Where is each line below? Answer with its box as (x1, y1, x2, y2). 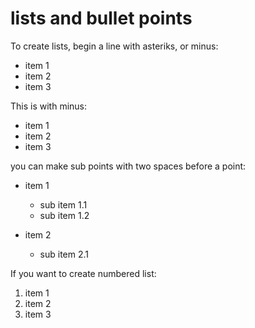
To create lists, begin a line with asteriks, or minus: (10, 40, 219, 52)
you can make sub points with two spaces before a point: (10, 160, 247, 172)
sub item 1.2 (39, 209, 90, 221)
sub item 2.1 (39, 248, 90, 260)
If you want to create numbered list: (10, 267, 157, 279)
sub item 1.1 (39, 198, 88, 211)
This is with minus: (10, 100, 88, 112)
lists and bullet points (10, 7, 193, 30)
